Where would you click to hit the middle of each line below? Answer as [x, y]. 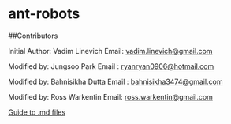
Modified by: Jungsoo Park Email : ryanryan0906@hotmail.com [111, 66]
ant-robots [44, 14]
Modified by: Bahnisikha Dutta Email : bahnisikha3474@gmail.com [115, 81]
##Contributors [33, 36]
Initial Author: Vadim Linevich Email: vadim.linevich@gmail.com [110, 51]
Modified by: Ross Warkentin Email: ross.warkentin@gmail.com [110, 96]
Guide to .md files [37, 112]
